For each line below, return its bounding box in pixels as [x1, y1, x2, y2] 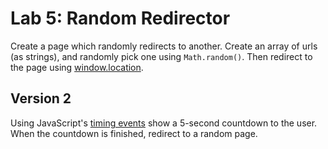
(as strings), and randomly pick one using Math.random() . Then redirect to [10, 50, 313, 62]
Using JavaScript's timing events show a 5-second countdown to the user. [10, 117, 318, 129]
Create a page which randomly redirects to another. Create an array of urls [10, 40, 318, 52]
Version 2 [10, 90, 72, 107]
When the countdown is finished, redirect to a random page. [10, 127, 258, 139]
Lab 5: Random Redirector [10, 7, 231, 30]
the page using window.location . [10, 61, 144, 73]
